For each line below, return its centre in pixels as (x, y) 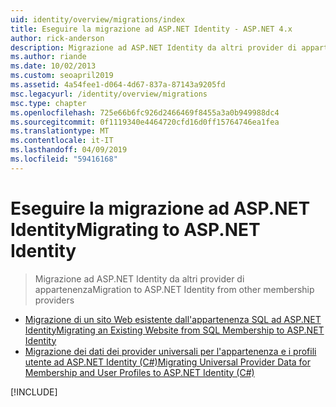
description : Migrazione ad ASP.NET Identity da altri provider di (154, 47)
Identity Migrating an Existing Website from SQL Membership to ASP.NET (174, 330)
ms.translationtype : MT (60, 131)
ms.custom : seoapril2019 (62, 76)
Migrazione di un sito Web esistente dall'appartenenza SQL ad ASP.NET (173, 319)
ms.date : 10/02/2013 (53, 66)
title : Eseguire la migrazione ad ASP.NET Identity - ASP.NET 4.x (151, 29)
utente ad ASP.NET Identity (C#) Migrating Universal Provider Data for (168, 362)
